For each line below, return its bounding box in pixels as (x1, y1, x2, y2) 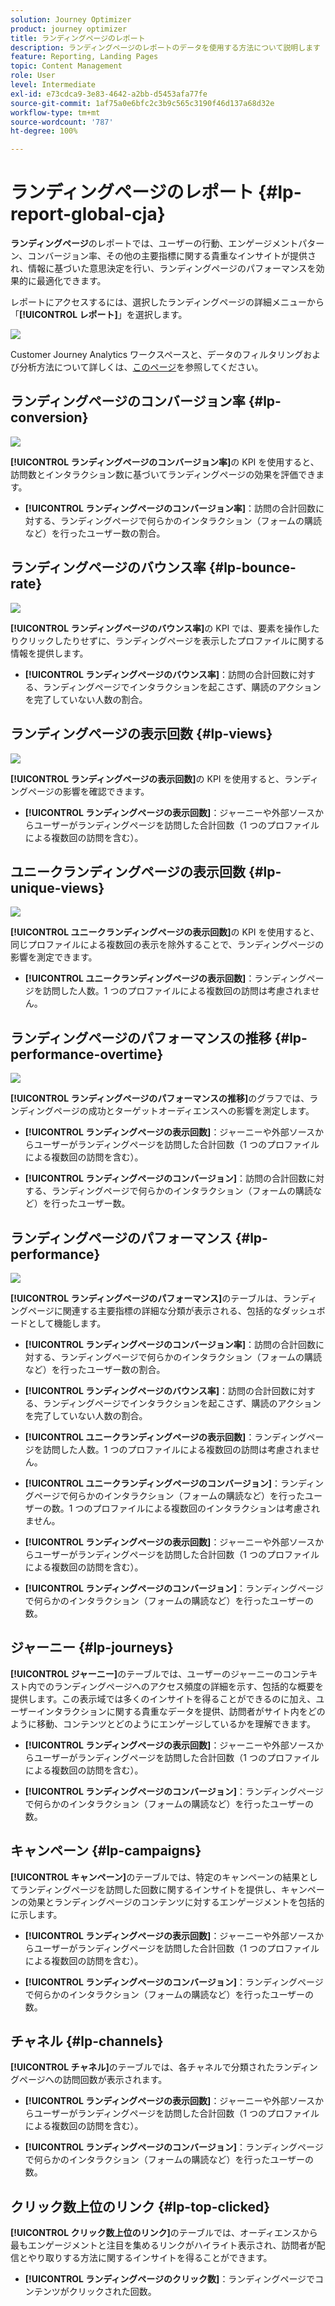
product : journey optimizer (10, 24, 128, 34)
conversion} (10, 409, 89, 426)
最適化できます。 (36, 275, 107, 287)
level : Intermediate (10, 80, 97, 90)
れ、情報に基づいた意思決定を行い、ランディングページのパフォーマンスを (10, 262, 317, 275)
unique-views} (10, 879, 105, 896)
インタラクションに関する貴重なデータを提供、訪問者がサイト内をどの (36, 1705, 326, 1717)
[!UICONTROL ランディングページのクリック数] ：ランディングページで (24, 2273, 316, 2285)
